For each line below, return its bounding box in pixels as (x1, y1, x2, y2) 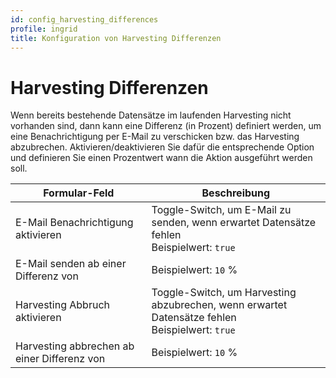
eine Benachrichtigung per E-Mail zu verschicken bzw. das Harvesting (10, 131, 300, 143)
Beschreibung (201, 186, 271, 200)
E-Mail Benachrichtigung (15, 216, 134, 230)
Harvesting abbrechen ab (15, 339, 135, 353)
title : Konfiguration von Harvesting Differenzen (10, 33, 222, 43)
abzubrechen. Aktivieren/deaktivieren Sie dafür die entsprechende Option (10, 141, 315, 153)
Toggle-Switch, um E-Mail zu (151, 203, 292, 217)
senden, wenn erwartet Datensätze (151, 216, 317, 230)
